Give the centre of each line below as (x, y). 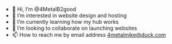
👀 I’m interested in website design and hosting (69, 15)
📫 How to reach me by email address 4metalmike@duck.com (89, 35)
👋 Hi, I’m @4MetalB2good (44, 9)
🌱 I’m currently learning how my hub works (65, 22)
